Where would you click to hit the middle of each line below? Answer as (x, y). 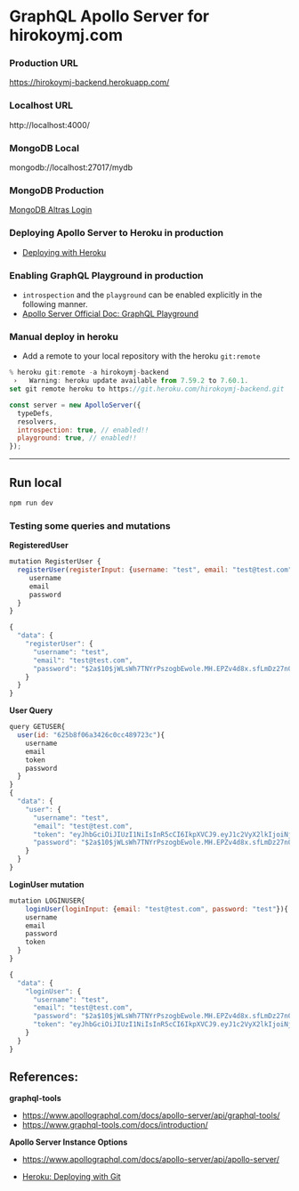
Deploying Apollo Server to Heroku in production (117, 233)
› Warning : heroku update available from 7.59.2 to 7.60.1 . (131, 381)
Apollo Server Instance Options (69, 1142)
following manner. (55, 304)
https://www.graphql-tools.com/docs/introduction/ (115, 1125)
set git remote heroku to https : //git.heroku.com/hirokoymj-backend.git (147, 389)
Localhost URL (41, 106)
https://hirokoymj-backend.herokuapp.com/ (89, 83)
